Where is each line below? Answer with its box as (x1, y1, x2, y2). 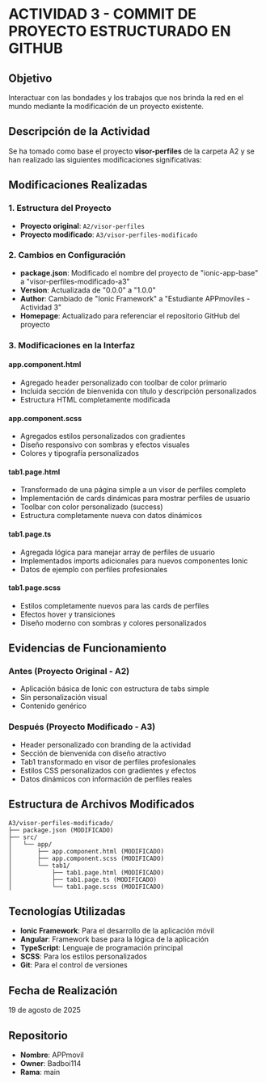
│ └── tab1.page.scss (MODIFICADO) (8, 883, 164, 891)
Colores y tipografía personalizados (19, 449, 140, 458)
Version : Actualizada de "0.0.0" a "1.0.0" (19, 284, 156, 295)
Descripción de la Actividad (8, 124, 150, 138)
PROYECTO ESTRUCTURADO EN (8, 22, 231, 40)
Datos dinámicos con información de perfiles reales (19, 773, 192, 784)
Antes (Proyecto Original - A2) (8, 666, 130, 677)
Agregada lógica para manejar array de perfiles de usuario (19, 547, 216, 557)
